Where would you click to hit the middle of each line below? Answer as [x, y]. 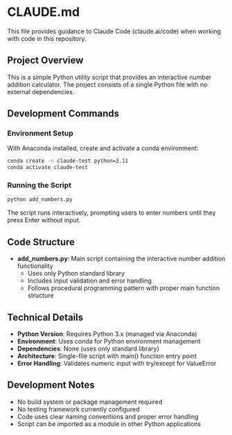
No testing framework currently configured [78, 409]
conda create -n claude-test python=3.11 [68, 161]
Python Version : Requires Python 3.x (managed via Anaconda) [107, 334]
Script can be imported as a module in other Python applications [109, 424]
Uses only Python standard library [76, 274]
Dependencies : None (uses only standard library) [88, 348]
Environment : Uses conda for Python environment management [109, 341]
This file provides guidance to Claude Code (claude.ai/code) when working [114, 31]
